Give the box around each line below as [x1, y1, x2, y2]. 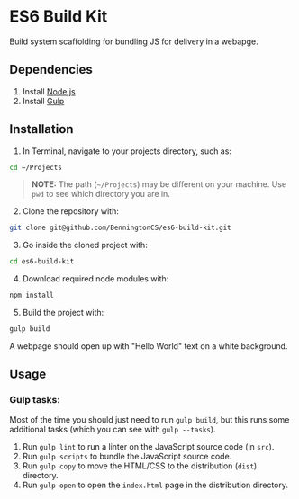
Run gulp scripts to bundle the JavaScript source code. [22, 450, 232, 461]
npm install [9, 290, 54, 300]
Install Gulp [22, 95, 65, 106]
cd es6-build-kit [9, 257, 75, 266]
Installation [9, 121, 74, 137]
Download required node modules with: [22, 273, 169, 284]
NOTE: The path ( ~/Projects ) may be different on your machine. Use [31, 179, 286, 190]
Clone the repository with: [22, 206, 119, 217]
